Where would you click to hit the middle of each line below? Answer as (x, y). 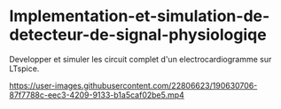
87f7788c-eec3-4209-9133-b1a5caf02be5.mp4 (97, 95)
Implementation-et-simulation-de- (140, 16)
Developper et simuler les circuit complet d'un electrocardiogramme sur (140, 59)
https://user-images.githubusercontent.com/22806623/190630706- (133, 85)
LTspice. (24, 69)
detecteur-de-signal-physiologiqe (138, 35)
